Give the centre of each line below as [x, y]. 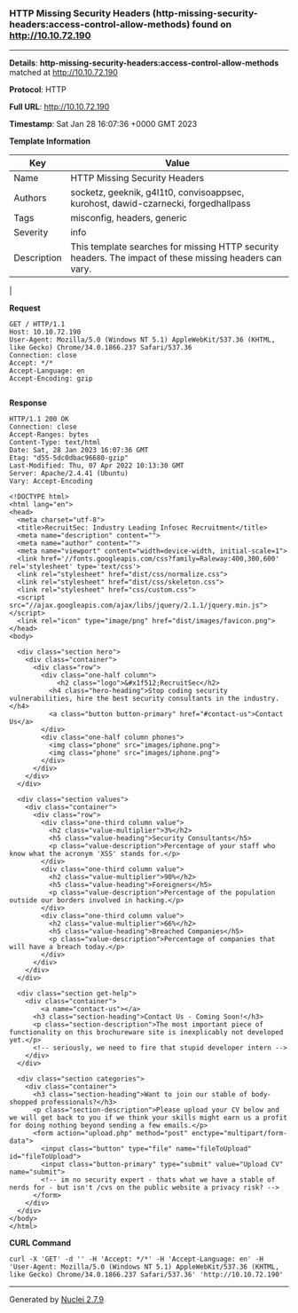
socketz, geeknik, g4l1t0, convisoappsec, [157, 193]
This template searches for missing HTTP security [175, 247]
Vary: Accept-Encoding [51, 482]
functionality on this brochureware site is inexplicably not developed [146, 1033]
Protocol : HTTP [38, 90]
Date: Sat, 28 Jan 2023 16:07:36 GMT [79, 451]
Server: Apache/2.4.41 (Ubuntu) [69, 474]
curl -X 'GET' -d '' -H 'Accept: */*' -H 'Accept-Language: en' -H [137, 1259]
